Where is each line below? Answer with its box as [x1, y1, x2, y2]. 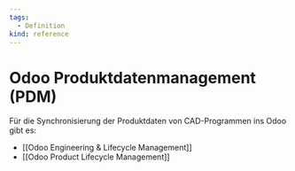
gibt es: [9, 125, 37, 136]
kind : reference [9, 29, 69, 38]
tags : [9, 12, 29, 22]
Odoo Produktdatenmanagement [9, 67, 257, 88]
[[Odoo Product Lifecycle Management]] [21, 152, 170, 162]
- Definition [17, 21, 66, 30]
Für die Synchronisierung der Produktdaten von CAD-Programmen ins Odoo [9, 116, 287, 127]
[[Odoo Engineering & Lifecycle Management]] [21, 143, 192, 153]
